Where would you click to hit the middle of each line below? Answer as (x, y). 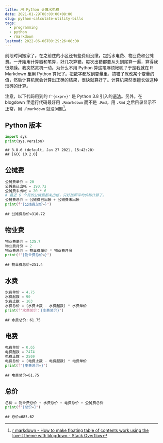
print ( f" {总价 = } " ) (23, 407)
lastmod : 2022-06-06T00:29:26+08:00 (42, 41)
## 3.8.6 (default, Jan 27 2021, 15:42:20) (50, 150)
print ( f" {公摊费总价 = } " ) (28, 204)
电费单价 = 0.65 (20, 347)
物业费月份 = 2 (19, 246)
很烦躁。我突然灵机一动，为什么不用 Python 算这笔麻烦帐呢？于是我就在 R (79, 67)
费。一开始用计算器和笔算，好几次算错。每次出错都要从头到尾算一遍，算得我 (81, 62)
